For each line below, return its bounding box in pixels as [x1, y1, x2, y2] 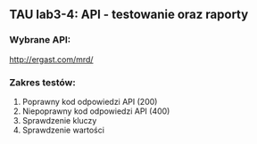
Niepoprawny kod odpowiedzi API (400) [21, 106, 170, 116]
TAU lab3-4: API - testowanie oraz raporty [9, 7, 249, 22]
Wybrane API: [9, 34, 71, 46]
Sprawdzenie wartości [21, 124, 105, 135]
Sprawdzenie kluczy [21, 115, 97, 125]
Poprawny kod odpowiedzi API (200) [21, 96, 158, 107]
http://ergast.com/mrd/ [9, 53, 94, 65]
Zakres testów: [9, 76, 76, 88]
